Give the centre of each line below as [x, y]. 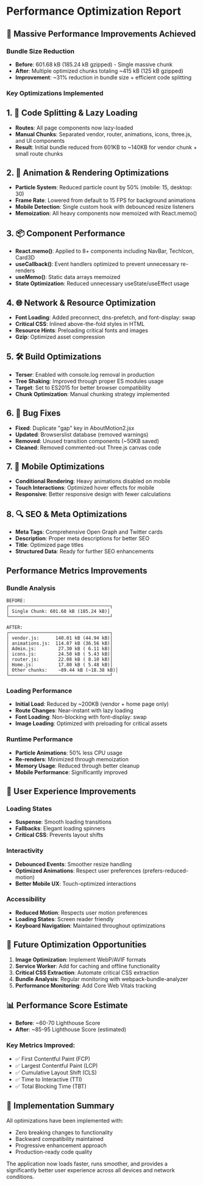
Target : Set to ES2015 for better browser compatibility [83, 387]
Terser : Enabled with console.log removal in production [85, 374]
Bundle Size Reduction [41, 51]
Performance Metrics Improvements [77, 571]
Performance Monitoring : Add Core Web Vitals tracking [86, 985]
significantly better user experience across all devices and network [91, 1170]
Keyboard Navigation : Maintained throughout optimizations [90, 926]
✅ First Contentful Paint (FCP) [52, 1059]
